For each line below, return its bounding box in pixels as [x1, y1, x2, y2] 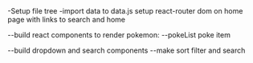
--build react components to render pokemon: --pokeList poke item [7, 30, 231, 40]
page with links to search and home [7, 15, 126, 25]
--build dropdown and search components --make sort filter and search [7, 45, 246, 55]
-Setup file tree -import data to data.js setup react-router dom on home [7, 6, 243, 16]
